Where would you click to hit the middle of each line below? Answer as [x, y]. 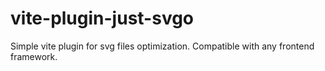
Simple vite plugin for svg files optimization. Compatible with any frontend [162, 46]
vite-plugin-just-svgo [102, 18]
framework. [34, 56]
